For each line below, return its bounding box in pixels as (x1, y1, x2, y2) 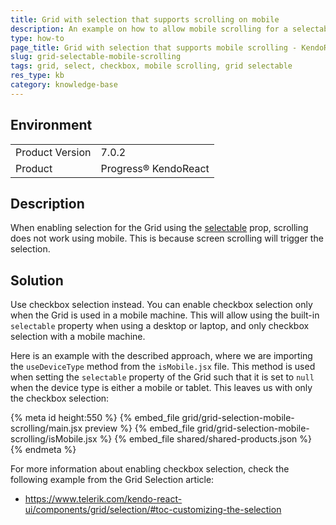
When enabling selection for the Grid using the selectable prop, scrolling (10, 222, 309, 234)
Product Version (15, 145, 92, 159)
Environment (10, 117, 93, 134)
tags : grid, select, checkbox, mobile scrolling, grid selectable (10, 61, 293, 71)
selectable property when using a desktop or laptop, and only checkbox (10, 320, 310, 332)
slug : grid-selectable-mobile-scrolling (10, 52, 182, 62)
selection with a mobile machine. (10, 331, 146, 343)
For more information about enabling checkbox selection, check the (10, 463, 290, 475)
